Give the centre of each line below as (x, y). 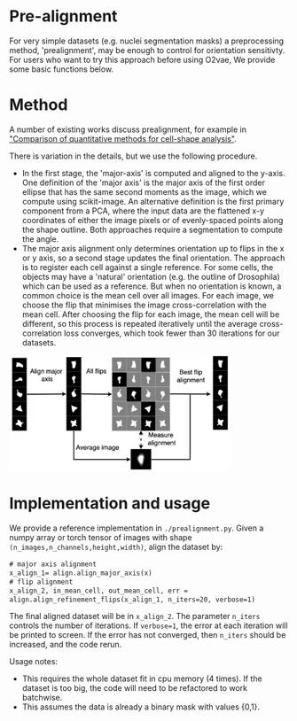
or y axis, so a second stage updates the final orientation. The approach (153, 258)
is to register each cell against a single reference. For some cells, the (148, 267)
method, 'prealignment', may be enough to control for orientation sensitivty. (147, 50)
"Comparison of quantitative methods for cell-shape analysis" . (123, 138)
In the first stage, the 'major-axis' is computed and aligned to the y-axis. (153, 173)
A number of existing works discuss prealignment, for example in (128, 129)
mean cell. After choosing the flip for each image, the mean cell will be (151, 314)
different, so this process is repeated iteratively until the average (140, 323)
